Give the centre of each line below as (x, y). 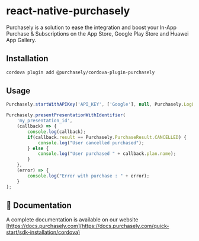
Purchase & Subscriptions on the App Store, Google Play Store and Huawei (97, 33)
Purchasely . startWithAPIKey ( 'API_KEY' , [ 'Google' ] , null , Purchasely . (95, 104)
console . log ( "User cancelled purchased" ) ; (91, 143)
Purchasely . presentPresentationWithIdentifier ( (66, 115)
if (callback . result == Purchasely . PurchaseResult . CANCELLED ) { (107, 137)
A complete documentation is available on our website (72, 220)
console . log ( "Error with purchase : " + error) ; (89, 176)
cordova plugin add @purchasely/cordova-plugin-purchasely (81, 72)
